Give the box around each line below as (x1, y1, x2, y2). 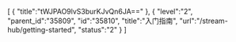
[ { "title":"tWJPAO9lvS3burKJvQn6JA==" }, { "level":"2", (7, 7, 193, 16)
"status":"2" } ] (78, 25, 128, 34)
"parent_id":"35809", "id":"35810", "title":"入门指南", (7, 16, 178, 25)
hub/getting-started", (7, 25, 77, 34)
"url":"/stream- (179, 16, 229, 25)
